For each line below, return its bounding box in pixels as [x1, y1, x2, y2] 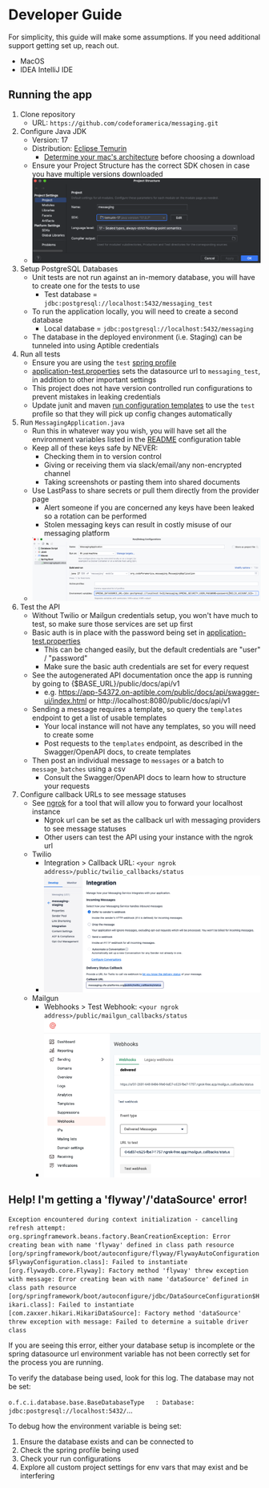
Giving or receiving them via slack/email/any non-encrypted [43, 460, 243, 470]
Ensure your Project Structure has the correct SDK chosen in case [31, 161, 251, 170]
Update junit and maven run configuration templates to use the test [31, 400, 255, 410]
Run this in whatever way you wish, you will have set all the [31, 426, 227, 436]
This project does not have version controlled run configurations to [31, 384, 253, 393]
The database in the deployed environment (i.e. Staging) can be [31, 332, 243, 342]
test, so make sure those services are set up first [31, 620, 194, 629]
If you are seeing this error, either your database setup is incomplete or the [8, 1340, 255, 1350]
